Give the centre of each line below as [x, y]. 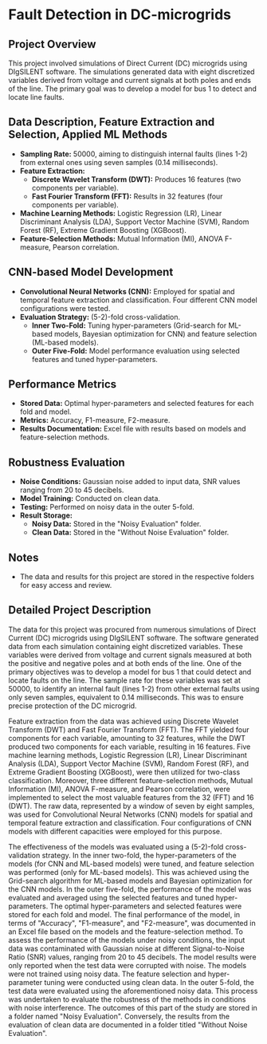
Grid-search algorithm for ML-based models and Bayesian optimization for [130, 881]
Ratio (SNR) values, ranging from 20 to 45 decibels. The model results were [132, 957]
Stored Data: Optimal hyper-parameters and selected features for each [137, 404]
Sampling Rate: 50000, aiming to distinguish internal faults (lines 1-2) [134, 154]
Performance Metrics [63, 384]
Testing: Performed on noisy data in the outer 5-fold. [107, 507]
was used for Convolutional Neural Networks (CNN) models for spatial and [131, 814]
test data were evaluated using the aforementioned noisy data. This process [133, 991]
